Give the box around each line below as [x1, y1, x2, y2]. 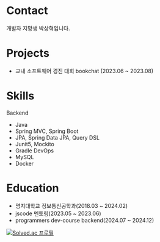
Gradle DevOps [15, 147, 54, 154]
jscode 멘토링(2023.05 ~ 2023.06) [15, 210, 102, 217]
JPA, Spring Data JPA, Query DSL [15, 133, 100, 141]
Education [6, 181, 59, 195]
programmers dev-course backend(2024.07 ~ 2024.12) [15, 216, 155, 224]
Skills [6, 89, 35, 103]
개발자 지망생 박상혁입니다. [6, 24, 70, 32]
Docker [15, 160, 34, 167]
